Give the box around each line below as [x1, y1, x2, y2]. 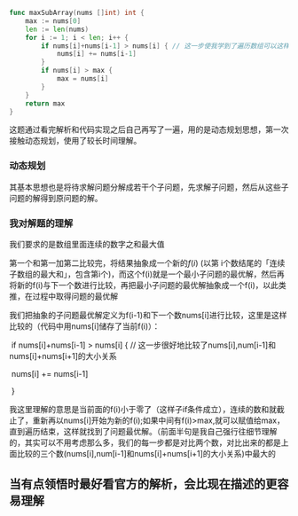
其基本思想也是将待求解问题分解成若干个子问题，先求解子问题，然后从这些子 [9, 182, 289, 192]
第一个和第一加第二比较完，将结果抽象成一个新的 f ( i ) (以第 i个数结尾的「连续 [9, 257, 286, 268]
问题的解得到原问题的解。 [9, 192, 103, 203]
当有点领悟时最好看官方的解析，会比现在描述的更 [9, 477, 278, 492]
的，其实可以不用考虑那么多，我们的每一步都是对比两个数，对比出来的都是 [9, 437, 281, 448]
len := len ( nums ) [25, 25, 90, 34]
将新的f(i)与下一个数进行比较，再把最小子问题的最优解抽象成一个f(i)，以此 [9, 279, 279, 290]
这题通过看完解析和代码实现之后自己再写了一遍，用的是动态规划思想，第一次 [9, 124, 289, 135]
